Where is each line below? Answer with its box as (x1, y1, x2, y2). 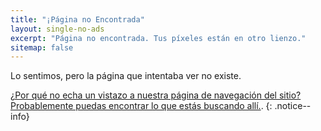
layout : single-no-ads (10, 24, 105, 34)
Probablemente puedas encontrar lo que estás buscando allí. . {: (10, 100, 273, 112)
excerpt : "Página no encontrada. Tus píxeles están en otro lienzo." (10, 33, 307, 43)
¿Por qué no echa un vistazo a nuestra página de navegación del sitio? (10, 89, 302, 101)
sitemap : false (10, 42, 74, 53)
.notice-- (274, 100, 312, 112)
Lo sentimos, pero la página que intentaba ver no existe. (10, 70, 242, 82)
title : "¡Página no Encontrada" (10, 14, 145, 25)
